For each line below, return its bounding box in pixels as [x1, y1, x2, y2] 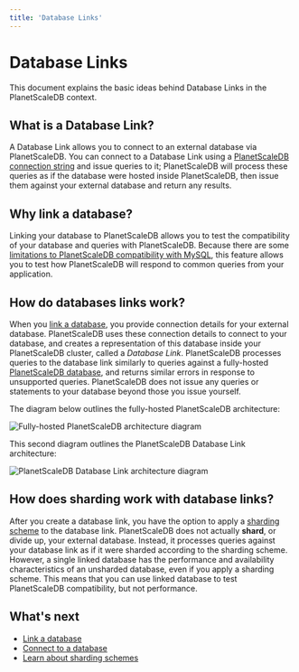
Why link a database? [9, 206, 133, 221]
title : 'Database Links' [9, 13, 103, 23]
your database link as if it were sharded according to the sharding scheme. [9, 544, 288, 555]
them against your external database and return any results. [9, 180, 232, 191]
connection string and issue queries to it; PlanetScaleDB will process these [9, 161, 288, 172]
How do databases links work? [9, 294, 185, 310]
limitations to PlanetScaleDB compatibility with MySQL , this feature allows [9, 249, 285, 260]
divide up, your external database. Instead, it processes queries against [9, 535, 276, 546]
